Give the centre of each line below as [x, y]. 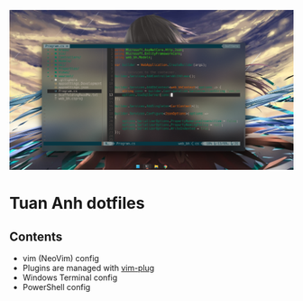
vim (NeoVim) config [60, 258]
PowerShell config [56, 287]
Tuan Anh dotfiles [77, 203]
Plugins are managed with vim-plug [88, 268]
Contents [36, 236]
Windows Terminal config [70, 277]
